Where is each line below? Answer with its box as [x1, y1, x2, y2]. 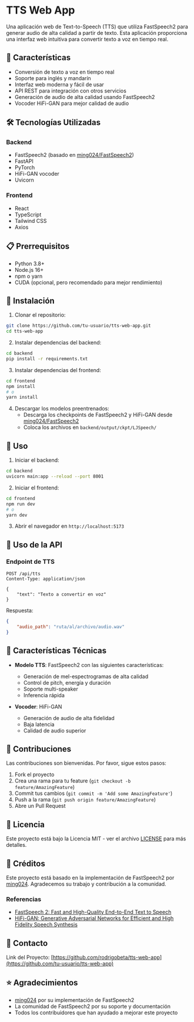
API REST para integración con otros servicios [14, 87, 126, 94]
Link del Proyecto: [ [6, 954, 53, 961]
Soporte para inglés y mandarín [14, 74, 91, 81]
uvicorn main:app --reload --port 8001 [6, 474, 104, 479]
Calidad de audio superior [23, 727, 86, 734]
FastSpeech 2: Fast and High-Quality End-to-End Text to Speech [14, 909, 172, 916]
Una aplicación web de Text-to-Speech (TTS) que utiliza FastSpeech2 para [6, 23, 188, 30]
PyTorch [14, 164, 35, 171]
